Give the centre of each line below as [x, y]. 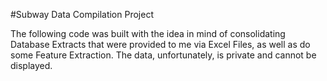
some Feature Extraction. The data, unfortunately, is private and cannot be [163, 55]
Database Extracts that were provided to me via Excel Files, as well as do [160, 44]
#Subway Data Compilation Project [82, 14]
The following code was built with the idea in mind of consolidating [148, 33]
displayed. [31, 65]
